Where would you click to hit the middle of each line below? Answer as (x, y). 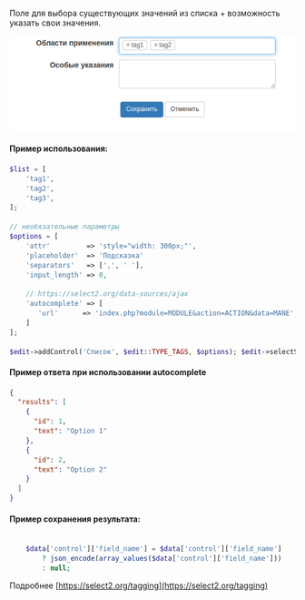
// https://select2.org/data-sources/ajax (107, 294)
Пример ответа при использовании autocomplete (108, 371)
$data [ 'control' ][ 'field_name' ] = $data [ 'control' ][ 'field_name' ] (154, 549)
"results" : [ (42, 402)
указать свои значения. (55, 23)
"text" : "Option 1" (70, 432)
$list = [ (28, 169)
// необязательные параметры (64, 227)
